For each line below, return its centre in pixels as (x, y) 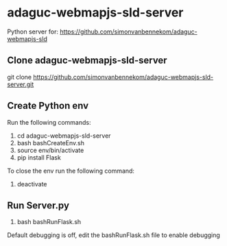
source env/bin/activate (50, 150)
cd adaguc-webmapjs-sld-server (64, 136)
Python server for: (33, 32)
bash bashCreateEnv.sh (50, 143)
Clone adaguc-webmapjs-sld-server (87, 61)
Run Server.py (38, 205)
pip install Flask (39, 157)
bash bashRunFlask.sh (49, 222)
